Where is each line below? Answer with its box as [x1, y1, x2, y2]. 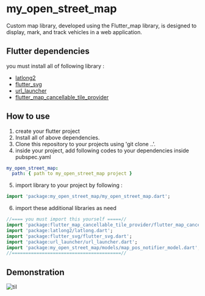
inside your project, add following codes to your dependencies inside [15, 147, 189, 154]
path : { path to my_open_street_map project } [12, 171, 132, 177]
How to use [6, 111, 50, 122]
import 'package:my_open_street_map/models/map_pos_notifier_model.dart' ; [6, 244, 201, 251]
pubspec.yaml [15, 153, 51, 160]
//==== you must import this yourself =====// [6, 216, 127, 222]
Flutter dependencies [6, 46, 90, 57]
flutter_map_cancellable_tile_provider [15, 93, 109, 100]
